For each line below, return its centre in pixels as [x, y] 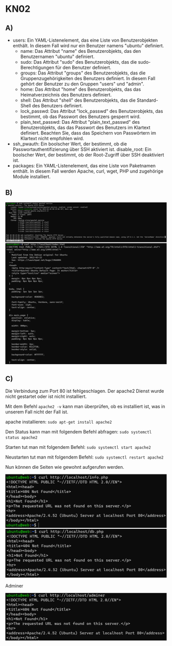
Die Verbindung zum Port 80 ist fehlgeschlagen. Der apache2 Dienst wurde [85, 391]
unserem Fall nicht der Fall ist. [37, 412]
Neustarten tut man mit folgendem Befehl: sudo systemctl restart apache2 [84, 457]
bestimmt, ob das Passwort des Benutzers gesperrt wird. [80, 117]
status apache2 [21, 438]
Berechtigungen [37, 68]
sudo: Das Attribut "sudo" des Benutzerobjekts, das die [79, 62]
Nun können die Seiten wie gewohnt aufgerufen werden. [65, 467]
